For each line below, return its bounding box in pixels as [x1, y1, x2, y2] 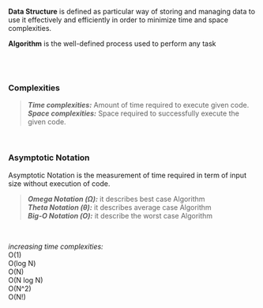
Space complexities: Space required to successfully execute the [27, 108, 239, 118]
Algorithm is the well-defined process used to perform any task [8, 39, 216, 48]
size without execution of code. [8, 178, 111, 188]
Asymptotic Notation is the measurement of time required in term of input [8, 170, 247, 180]
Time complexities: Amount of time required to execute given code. [27, 101, 250, 110]
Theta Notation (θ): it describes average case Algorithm [27, 202, 212, 212]
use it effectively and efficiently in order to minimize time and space [8, 15, 229, 25]
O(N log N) [8, 275, 43, 284]
